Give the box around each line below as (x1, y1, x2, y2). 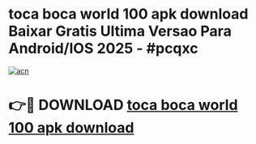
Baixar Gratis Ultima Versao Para (8, 22, 233, 40)
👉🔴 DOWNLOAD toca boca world (8, 96, 238, 114)
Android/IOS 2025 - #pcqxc (8, 40, 198, 57)
